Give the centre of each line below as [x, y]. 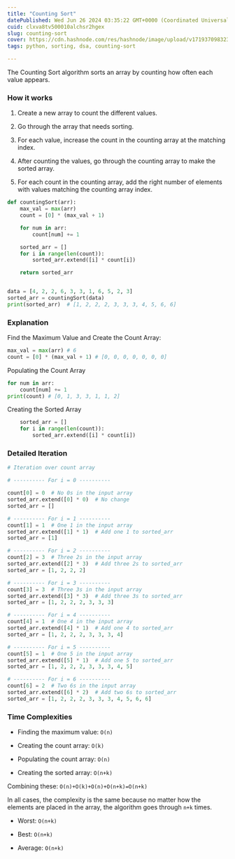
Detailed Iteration [37, 453]
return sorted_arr [47, 273]
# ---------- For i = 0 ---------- [59, 481]
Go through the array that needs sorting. [76, 127]
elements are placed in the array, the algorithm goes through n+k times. [109, 807]
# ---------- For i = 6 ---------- [59, 679]
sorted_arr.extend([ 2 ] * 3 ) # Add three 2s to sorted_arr [95, 564]
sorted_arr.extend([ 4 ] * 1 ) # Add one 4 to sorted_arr [90, 628]
